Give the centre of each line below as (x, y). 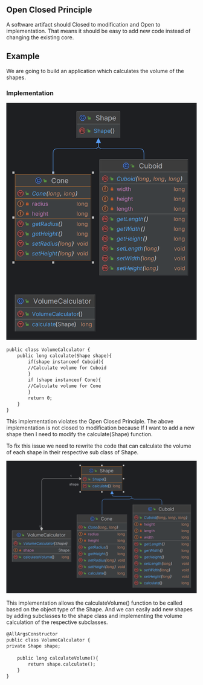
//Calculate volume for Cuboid (67, 368)
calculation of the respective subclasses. (57, 622)
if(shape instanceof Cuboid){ (66, 362)
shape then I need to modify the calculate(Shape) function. (79, 434)
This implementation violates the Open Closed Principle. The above (90, 421)
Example (23, 56)
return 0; (40, 398)
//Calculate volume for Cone (65, 386)
